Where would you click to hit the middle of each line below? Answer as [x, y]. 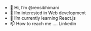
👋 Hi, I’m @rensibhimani [34, 8]
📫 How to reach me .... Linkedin [43, 24]
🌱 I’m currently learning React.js [43, 18]
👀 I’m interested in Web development [48, 13]
